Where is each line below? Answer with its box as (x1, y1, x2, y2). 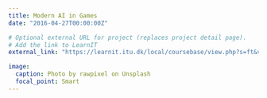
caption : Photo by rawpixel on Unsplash (15, 70, 151, 78)
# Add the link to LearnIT (8, 41, 98, 49)
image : (8, 63, 30, 71)
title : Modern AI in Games (8, 11, 98, 20)
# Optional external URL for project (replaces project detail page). (8, 33, 247, 41)
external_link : (8, 49, 59, 57)
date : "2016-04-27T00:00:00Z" (8, 19, 109, 27)
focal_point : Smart (15, 77, 80, 85)
